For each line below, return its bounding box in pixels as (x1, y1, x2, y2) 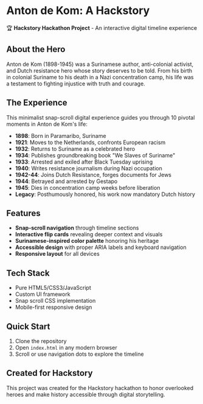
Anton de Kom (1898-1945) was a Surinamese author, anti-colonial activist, (6, 60, 194, 68)
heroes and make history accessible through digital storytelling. (6, 391, 165, 398)
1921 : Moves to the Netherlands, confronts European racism (15, 139, 166, 146)
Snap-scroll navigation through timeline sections (15, 224, 139, 232)
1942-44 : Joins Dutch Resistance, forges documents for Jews (15, 171, 172, 178)
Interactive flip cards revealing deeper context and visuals (15, 231, 163, 238)
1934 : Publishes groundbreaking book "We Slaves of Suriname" (15, 151, 176, 159)
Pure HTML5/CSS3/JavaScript (15, 284, 91, 292)
